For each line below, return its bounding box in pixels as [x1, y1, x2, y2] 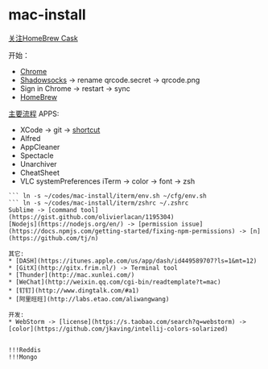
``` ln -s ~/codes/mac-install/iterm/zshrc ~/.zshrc [8, 199, 189, 207]
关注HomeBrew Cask [8, 33, 78, 43]
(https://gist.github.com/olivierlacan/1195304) [8, 213, 175, 221]
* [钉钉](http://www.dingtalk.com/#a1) [8, 286, 140, 295]
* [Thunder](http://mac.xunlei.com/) [8, 271, 135, 279]
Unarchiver [19, 159, 58, 168]
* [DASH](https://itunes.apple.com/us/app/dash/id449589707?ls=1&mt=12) [8, 256, 258, 265]
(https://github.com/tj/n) [8, 234, 99, 243]
